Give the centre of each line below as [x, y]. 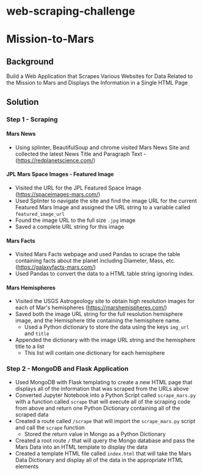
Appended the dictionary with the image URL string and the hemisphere [105, 340]
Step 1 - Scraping [32, 119]
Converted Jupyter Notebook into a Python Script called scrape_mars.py [105, 395]
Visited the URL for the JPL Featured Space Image [78, 188]
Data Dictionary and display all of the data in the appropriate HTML [99, 460]
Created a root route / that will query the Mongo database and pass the [105, 440]
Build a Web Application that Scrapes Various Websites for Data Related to [100, 76]
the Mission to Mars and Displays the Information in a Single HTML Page [97, 83]
